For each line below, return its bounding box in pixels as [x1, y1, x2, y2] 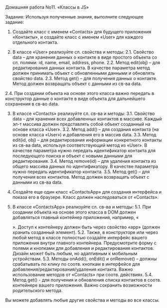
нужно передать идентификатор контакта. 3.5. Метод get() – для [12, 169, 150, 175]
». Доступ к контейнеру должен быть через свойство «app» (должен [12, 224, 161, 230]
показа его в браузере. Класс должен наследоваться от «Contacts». [12, 194, 159, 200]
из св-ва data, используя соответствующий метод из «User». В [12, 142, 148, 148]
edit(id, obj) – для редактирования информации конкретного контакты [12, 137, 162, 143]
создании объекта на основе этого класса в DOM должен [12, 209, 136, 215]
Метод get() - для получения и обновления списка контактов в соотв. [12, 277, 162, 283]
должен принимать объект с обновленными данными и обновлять [12, 70, 155, 76]
